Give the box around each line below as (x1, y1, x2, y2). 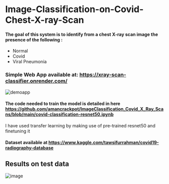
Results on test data (5, 159, 69, 168)
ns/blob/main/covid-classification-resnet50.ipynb (5, 111, 114, 117)
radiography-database (5, 145, 54, 151)
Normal (12, 48, 28, 54)
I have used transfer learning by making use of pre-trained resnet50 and (5, 122, 155, 128)
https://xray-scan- (79, 71, 127, 78)
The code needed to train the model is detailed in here (5, 101, 121, 107)
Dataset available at (5, 140, 48, 146)
